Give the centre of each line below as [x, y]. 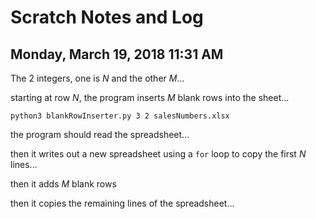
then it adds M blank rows [63, 184]
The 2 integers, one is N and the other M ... [97, 78]
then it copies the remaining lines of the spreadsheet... [122, 203]
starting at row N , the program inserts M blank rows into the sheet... [150, 97]
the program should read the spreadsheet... [100, 134]
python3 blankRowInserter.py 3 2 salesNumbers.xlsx [120, 116]
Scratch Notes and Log [107, 17]
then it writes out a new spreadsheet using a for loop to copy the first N [158, 154]
